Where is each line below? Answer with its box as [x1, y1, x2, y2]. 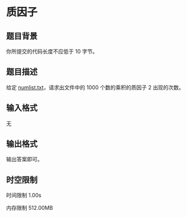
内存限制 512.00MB [6, 205, 53, 212]
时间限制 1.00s [6, 191, 42, 199]
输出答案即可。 [6, 156, 43, 163]
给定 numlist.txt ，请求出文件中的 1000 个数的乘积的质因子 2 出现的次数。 [6, 84, 185, 91]
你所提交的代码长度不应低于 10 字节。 [6, 48, 98, 55]
